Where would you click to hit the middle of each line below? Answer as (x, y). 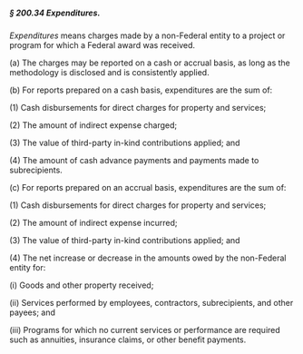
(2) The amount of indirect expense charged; (93, 125)
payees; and (33, 312)
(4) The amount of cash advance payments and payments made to (134, 160)
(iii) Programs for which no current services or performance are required (145, 329)
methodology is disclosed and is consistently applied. (110, 72)
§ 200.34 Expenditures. (55, 13)
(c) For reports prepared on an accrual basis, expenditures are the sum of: (148, 187)
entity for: (28, 267)
